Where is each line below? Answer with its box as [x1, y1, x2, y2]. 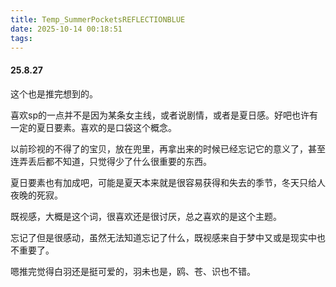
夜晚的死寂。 [10, 189, 63, 201]
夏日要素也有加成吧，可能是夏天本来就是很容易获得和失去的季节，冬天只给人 [10, 176, 326, 188]
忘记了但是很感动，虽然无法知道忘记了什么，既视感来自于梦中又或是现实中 [10, 231, 317, 243]
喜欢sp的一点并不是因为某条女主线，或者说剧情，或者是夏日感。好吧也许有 [10, 109, 318, 121]
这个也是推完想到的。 [10, 87, 98, 100]
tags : [10, 33, 33, 43]
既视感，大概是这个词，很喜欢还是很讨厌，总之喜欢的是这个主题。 [10, 210, 282, 222]
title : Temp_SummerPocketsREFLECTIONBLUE [10, 14, 186, 25]
